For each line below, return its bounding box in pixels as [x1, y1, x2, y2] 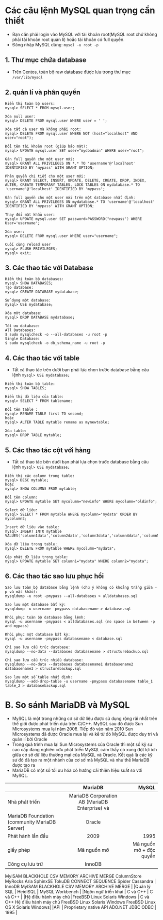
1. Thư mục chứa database [5, 56, 86, 64]
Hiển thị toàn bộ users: [5, 101, 55, 106]
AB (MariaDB [78, 798, 108, 805]
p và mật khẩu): [5, 589, 38, 594]
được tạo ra [12, 762, 35, 768]
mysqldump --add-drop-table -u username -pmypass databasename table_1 [5, 679, 153, 684]
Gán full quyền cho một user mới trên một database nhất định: [5, 195, 136, 200]
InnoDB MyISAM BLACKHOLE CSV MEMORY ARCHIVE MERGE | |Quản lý [5, 883, 151, 889]
